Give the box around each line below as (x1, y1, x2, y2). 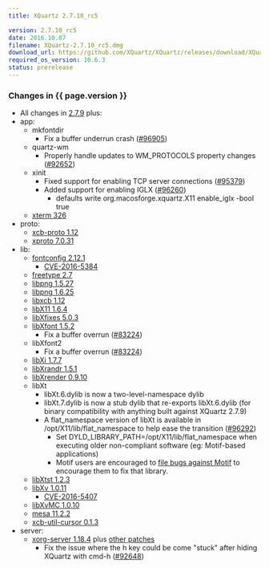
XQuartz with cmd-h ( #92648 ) (43, 551, 144, 562)
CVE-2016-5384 (43, 262, 98, 271)
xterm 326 (31, 210, 66, 221)
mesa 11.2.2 (31, 509, 70, 518)
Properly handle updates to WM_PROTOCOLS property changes (43, 151, 256, 160)
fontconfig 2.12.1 (31, 254, 86, 263)
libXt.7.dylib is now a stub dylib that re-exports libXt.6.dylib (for (43, 398, 251, 408)
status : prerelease (8, 63, 74, 72)
